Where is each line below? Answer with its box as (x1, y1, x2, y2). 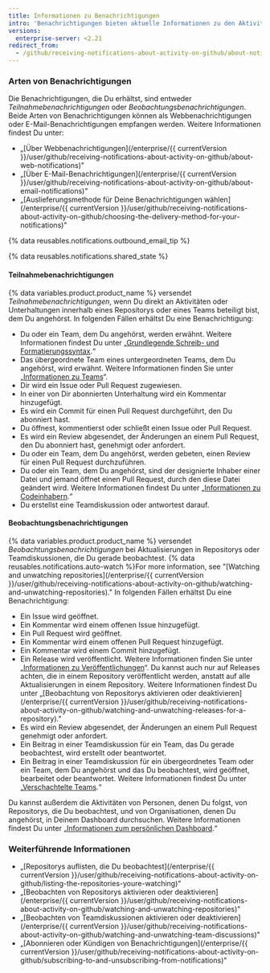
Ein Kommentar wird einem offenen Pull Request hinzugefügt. (19, 636, 224, 647)
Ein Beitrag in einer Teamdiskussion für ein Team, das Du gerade (19, 739, 235, 749)
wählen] (203, 194, 231, 205)
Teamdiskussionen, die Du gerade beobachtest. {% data (8, 553, 195, 562)
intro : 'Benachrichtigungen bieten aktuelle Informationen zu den (8, 19, 235, 27)
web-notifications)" (19, 161, 85, 170)
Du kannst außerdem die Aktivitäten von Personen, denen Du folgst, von (8, 797, 247, 807)
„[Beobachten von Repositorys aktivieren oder (19, 887, 174, 897)
